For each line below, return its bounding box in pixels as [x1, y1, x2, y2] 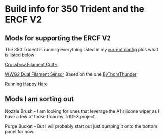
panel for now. [5, 128, 35, 134]
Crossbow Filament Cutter [5, 62, 58, 67]
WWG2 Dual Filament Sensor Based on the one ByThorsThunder [5, 71, 137, 77]
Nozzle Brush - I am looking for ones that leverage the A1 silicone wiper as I [5, 108, 160, 114]
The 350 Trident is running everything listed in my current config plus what [5, 47, 158, 52]
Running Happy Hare [5, 81, 48, 87]
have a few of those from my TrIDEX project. [5, 113, 96, 119]
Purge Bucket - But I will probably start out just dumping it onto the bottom [5, 123, 157, 129]
